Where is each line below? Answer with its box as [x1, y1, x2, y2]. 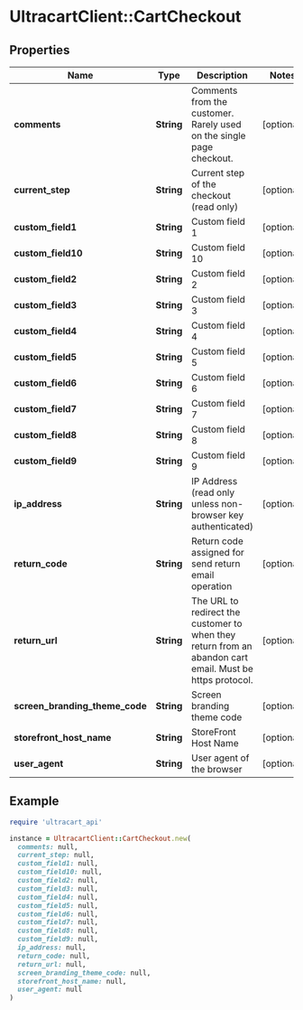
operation [190, 580, 233, 593]
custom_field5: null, [17, 901, 99, 910]
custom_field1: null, [17, 859, 99, 868]
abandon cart [190, 651, 249, 663]
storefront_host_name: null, [17, 977, 127, 986]
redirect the [190, 606, 241, 618]
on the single [190, 129, 246, 142]
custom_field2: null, [17, 876, 99, 885]
